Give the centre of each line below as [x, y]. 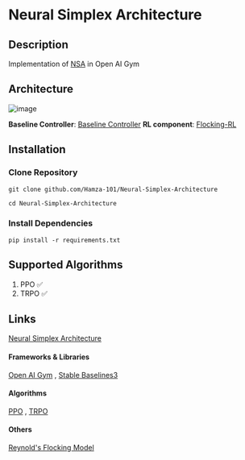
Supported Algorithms [66, 265]
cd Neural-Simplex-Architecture [62, 203]
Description [38, 45]
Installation [37, 149]
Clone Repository [43, 172]
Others [20, 429]
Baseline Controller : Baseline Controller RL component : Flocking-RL [122, 124]
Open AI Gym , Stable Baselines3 [63, 375]
